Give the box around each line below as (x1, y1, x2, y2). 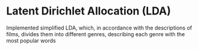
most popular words (6, 37, 56, 44)
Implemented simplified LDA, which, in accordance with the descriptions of (6, 24, 193, 31)
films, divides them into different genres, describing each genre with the (6, 30, 185, 37)
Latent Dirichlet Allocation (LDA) (6, 4, 172, 18)
